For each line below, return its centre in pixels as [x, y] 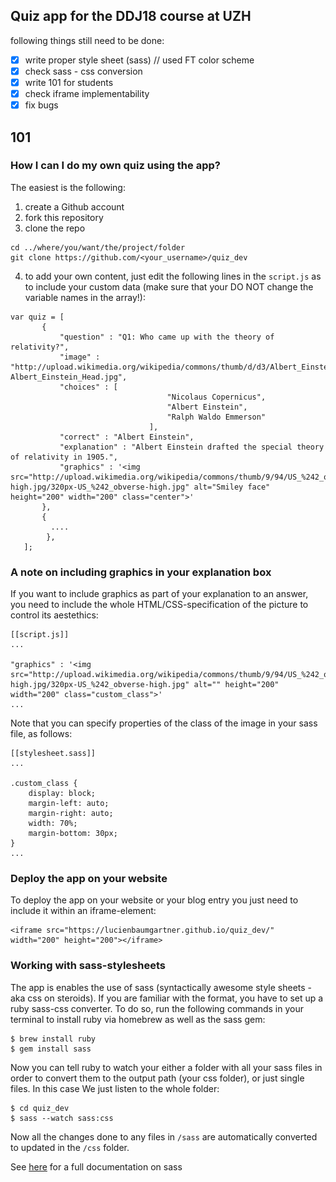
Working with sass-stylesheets [88, 966]
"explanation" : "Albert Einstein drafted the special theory [192, 447]
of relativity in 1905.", [64, 457]
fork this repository [64, 217]
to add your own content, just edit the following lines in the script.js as [173, 276]
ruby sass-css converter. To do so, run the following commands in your [157, 1008]
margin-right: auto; [71, 814]
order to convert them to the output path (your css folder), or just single [157, 1078]
